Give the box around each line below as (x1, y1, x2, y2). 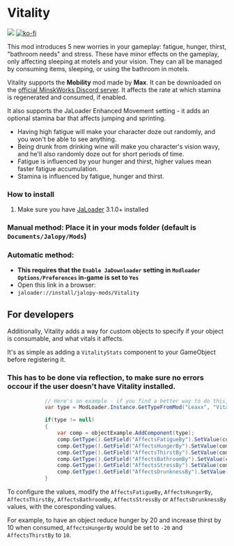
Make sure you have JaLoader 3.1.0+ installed (17, 205, 149, 214)
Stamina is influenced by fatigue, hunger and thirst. (17, 172, 165, 180)
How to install (7, 189, 54, 199)
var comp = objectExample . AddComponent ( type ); (56, 429, 195, 437)
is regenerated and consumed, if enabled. (7, 93, 127, 101)
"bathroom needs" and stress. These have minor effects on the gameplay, (7, 50, 219, 58)
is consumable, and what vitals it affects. (7, 334, 124, 343)
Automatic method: (7, 250, 75, 260)
